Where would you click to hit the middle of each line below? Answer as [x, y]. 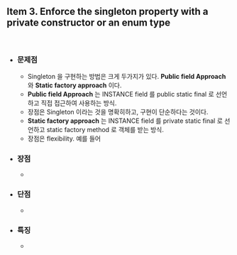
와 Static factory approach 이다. [75, 85]
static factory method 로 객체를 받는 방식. [105, 130]
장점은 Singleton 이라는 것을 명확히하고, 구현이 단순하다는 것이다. [118, 112]
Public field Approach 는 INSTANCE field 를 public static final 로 [121, 94]
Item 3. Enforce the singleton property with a [108, 12]
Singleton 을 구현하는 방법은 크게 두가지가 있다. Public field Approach [127, 77]
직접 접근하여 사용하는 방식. [79, 103]
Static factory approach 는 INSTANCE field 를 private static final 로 [125, 121]
